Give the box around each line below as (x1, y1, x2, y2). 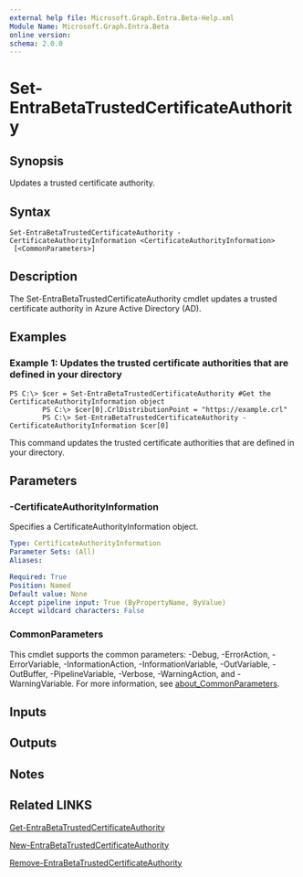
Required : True (9, 572, 68, 581)
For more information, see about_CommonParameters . (76, 678, 280, 689)
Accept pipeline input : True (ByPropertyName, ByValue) (9, 597, 226, 608)
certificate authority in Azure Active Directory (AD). (9, 302, 203, 313)
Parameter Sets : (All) (9, 547, 96, 557)
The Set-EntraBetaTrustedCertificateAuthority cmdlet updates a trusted (9, 293, 277, 304)
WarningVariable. (9, 678, 75, 689)
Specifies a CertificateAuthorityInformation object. (9, 522, 199, 533)
